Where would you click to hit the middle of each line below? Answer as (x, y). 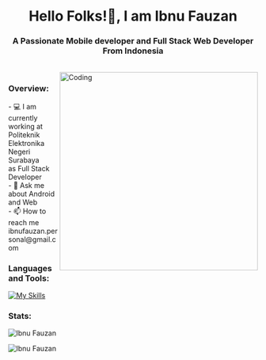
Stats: (20, 316)
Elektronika (27, 143)
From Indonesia (133, 51)
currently (23, 117)
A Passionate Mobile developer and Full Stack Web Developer (133, 41)
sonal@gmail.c (32, 239)
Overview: (28, 89)
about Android (32, 193)
